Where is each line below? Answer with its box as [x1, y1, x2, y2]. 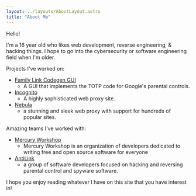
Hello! [6, 30, 20, 37]
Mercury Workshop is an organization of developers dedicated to [23, 142, 181, 149]
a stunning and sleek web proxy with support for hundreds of [23, 107, 171, 114]
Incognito [14, 89, 38, 96]
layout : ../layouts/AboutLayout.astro [6, 8, 101, 15]
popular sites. [23, 113, 57, 120]
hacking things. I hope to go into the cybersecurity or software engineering [6, 47, 187, 54]
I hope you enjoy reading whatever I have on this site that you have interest [6, 178, 187, 185]
